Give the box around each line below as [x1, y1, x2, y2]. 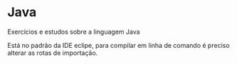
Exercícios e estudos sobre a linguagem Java [7, 27, 140, 36]
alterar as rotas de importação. [7, 49, 98, 57]
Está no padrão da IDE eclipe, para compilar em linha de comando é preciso [7, 41, 230, 49]
